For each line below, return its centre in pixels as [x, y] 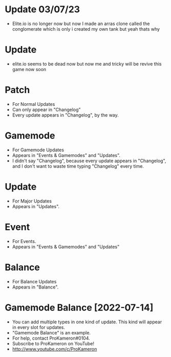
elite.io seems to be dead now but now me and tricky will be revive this [87, 64]
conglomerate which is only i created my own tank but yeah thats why [86, 29]
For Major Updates [32, 201]
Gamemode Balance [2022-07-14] [79, 307]
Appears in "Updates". [36, 206]
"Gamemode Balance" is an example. [51, 332]
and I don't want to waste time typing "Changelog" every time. [78, 166]
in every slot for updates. [38, 327]
